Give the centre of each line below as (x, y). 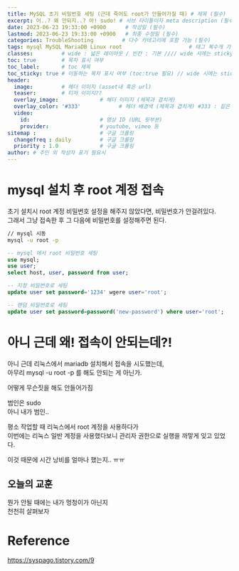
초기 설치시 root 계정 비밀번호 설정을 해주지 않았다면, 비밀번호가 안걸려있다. (112, 211)
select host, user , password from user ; (68, 273)
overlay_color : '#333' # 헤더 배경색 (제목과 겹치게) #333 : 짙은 (122, 107)
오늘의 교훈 (30, 484)
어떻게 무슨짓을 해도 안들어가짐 (51, 388)
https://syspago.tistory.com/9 (51, 560)
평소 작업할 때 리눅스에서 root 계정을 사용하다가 (73, 427)
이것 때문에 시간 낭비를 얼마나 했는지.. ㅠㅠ (66, 459)
